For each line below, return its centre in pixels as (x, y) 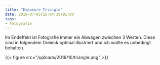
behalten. (15, 48)
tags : (11, 19)
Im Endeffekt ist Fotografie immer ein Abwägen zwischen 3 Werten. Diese (80, 37)
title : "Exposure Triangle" (34, 10)
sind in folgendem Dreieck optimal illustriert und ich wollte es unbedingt (78, 43)
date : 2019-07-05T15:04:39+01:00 (40, 14)
